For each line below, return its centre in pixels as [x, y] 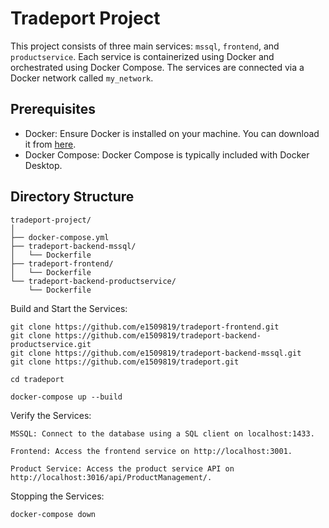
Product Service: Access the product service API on [122, 468]
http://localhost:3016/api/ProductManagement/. [111, 477]
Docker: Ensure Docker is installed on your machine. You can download [172, 133]
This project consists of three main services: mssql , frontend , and [145, 46]
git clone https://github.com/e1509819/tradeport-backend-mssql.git [156, 353]
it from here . [50, 144]
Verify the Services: [51, 415]
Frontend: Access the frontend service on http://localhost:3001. [151, 451]
